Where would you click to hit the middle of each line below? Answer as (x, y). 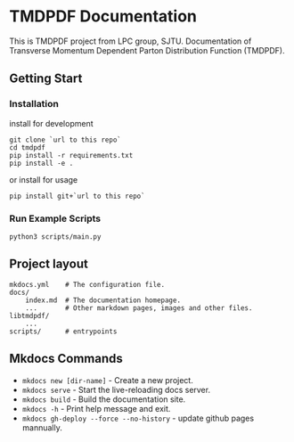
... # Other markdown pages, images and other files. (139, 308)
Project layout (49, 264)
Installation (34, 104)
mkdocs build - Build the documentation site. (104, 399)
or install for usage (44, 179)
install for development (51, 123)
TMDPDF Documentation (103, 16)
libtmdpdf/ (29, 315)
